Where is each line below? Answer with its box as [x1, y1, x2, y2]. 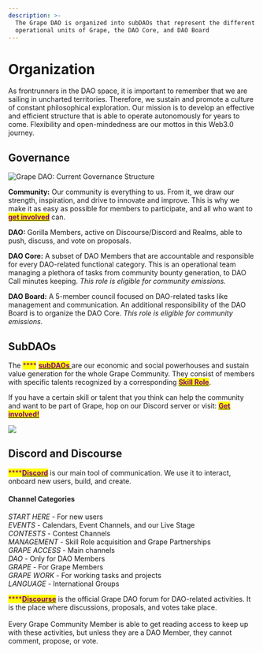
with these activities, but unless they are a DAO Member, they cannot [8, 628, 232, 637]
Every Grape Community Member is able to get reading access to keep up [8, 619, 249, 629]
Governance [8, 151, 70, 164]
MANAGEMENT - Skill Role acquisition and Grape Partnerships [8, 537, 211, 547]
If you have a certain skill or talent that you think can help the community [8, 392, 244, 402]
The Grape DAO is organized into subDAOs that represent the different [15, 19, 256, 27]
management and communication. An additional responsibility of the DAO [8, 300, 246, 310]
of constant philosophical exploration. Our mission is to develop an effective [8, 103, 254, 113]
